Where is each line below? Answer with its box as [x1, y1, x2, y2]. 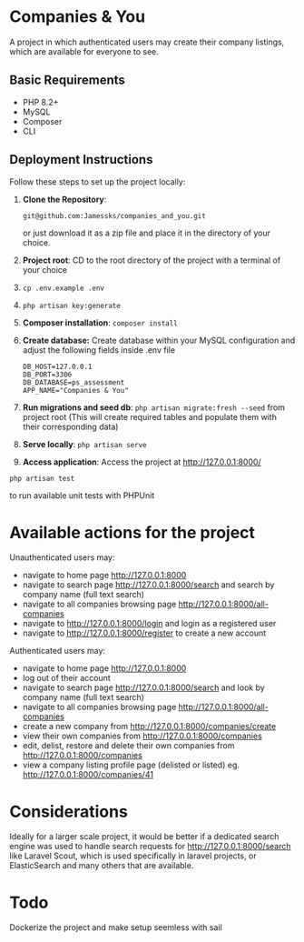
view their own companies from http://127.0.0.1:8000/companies [22, 730, 263, 742]
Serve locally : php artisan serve [22, 439, 147, 450]
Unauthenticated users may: [9, 552, 115, 563]
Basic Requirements [9, 73, 125, 88]
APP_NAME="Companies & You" [22, 386, 129, 396]
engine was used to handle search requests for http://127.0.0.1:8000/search [9, 841, 292, 852]
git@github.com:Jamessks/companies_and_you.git [22, 211, 206, 220]
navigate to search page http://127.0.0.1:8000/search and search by [22, 579, 275, 590]
